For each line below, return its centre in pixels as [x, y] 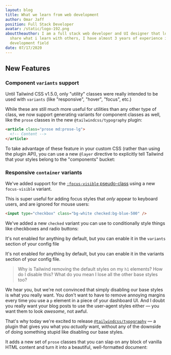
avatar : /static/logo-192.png [37, 29]
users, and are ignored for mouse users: [47, 204]
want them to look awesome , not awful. [47, 311]
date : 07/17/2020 [24, 48]
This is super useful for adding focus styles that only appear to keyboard [81, 199]
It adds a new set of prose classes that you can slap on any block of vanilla [83, 342]
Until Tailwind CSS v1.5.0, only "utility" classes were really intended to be [82, 94]
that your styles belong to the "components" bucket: [60, 159]
